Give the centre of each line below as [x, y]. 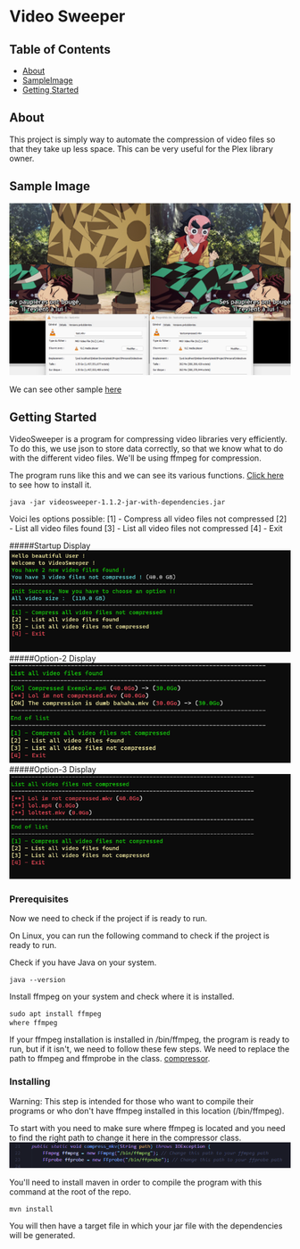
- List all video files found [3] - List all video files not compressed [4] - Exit [146, 528]
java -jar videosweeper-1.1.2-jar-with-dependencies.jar [117, 502]
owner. [22, 158]
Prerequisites [39, 899]
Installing [30, 1082]
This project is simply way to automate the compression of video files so [142, 139]
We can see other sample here [66, 389]
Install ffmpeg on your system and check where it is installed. [122, 996]
